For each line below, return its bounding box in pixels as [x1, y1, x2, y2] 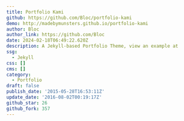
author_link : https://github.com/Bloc [6, 32, 105, 38]
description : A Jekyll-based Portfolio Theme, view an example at [6, 43, 179, 50]
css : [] [6, 60, 26, 66]
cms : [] [6, 65, 26, 72]
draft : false [6, 83, 40, 89]
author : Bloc [6, 26, 40, 32]
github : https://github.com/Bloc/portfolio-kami [6, 15, 132, 21]
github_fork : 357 [6, 105, 51, 112]
